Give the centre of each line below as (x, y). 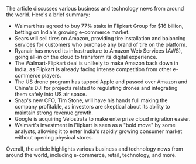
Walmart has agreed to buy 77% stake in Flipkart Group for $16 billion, (99, 26)
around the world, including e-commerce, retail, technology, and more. (91, 155)
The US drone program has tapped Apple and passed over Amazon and (101, 82)
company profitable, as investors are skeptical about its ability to (92, 107)
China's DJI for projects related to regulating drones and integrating (96, 88)
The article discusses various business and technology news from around (95, 8)
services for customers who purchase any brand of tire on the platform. (101, 44)
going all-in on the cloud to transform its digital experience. (86, 57)
